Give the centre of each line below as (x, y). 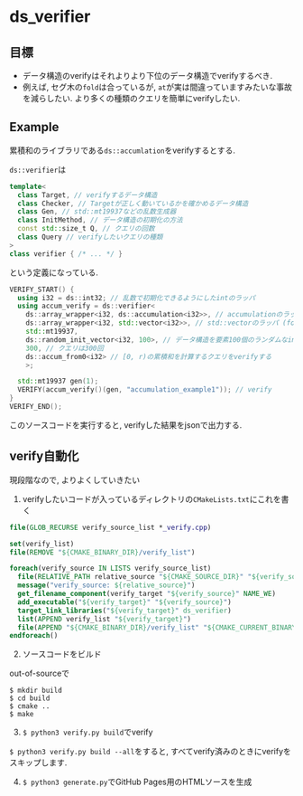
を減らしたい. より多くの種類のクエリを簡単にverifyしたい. (131, 98)
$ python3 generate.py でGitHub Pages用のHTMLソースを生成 (137, 782)
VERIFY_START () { (42, 289)
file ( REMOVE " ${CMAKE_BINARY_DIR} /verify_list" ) (102, 552)
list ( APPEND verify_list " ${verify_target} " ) (105, 619)
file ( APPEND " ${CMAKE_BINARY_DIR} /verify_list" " (112, 627)
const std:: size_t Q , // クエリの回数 (86, 229)
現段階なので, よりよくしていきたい (75, 479)
